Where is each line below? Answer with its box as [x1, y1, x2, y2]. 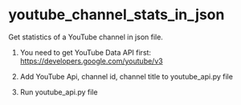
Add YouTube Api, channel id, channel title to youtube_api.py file [19, 71, 233, 81]
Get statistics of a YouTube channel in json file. [8, 32, 163, 42]
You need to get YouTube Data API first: [19, 47, 151, 57]
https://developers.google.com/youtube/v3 [19, 56, 163, 66]
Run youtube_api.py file [19, 87, 98, 97]
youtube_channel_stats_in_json [8, 6, 225, 24]
